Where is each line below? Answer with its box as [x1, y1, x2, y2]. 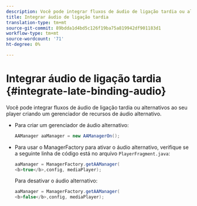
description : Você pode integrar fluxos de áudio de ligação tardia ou [6, 8, 185, 15]
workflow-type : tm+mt [6, 31, 59, 36]
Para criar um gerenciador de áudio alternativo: [14, 121, 129, 128]
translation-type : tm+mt [6, 19, 67, 25]
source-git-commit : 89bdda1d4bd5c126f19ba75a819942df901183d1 [6, 25, 161, 31]
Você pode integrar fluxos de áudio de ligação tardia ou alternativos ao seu [6, 104, 188, 111]
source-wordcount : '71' [6, 36, 64, 42]
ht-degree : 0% [6, 42, 41, 48]
